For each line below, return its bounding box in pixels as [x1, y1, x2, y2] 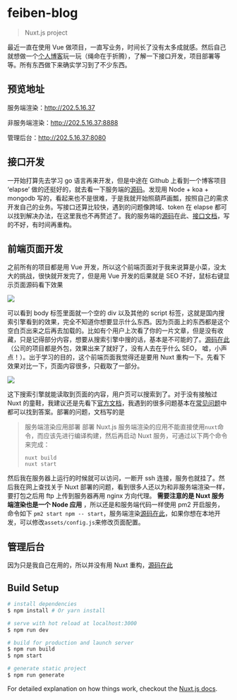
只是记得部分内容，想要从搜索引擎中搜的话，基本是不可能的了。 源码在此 [19, 336, 230, 344]
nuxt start [24, 461, 57, 468]
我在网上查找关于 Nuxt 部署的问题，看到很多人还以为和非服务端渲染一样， [13, 482, 229, 492]
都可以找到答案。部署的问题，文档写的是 [7, 408, 125, 416]
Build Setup [7, 581, 59, 594]
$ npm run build [7, 646, 55, 653]
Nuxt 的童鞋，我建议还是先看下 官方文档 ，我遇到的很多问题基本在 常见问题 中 [7, 399, 227, 408]
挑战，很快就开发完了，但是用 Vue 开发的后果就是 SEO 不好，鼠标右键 [19, 272, 224, 280]
